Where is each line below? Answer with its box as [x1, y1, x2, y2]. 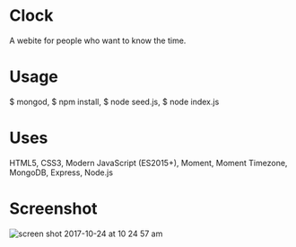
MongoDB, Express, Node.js [9, 167, 114, 178]
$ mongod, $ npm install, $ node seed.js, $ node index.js [9, 96, 220, 107]
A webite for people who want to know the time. [9, 35, 187, 46]
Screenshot [9, 198, 98, 218]
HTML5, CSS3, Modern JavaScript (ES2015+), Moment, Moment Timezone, [9, 157, 288, 168]
